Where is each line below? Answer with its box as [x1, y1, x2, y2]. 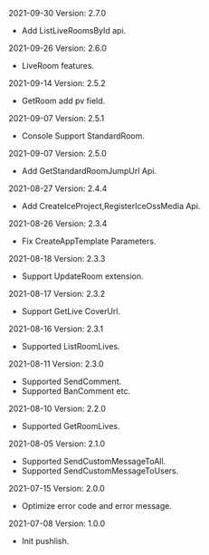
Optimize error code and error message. [21, 501, 173, 511]
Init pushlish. [21, 536, 70, 546]
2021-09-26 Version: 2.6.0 [8, 43, 108, 53]
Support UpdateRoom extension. [21, 271, 144, 282]
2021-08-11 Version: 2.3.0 [8, 359, 105, 369]
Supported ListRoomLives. [21, 341, 120, 351]
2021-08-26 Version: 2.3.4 [8, 218, 108, 229]
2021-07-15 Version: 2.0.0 [8, 483, 105, 493]
